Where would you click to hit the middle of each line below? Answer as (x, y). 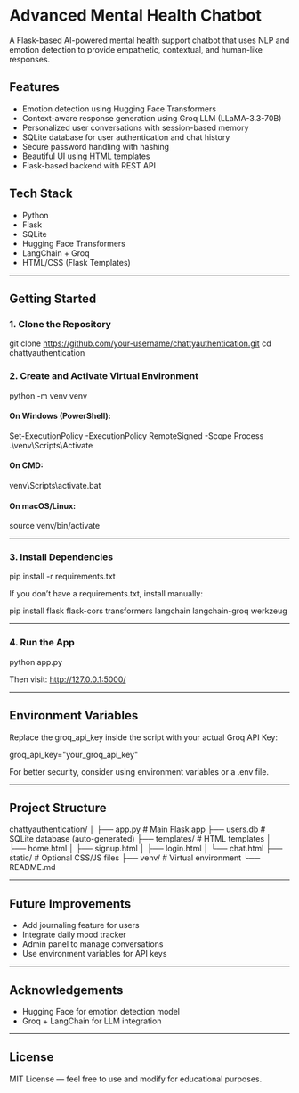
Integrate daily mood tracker (74, 935)
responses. (30, 59)
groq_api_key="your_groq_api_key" (74, 754)
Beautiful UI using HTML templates (86, 156)
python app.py (36, 662)
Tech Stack (41, 194)
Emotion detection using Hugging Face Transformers (119, 109)
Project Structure (58, 808)
